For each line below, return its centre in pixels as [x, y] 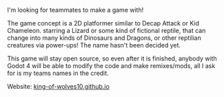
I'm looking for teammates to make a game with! [75, 10]
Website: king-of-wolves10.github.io [59, 86]
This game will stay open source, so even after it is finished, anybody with [112, 58]
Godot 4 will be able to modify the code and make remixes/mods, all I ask [111, 66]
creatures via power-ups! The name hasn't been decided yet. [94, 45]
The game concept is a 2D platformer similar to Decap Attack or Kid [103, 23]
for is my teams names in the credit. [58, 73]
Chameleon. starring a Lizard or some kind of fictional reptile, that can [106, 31]
